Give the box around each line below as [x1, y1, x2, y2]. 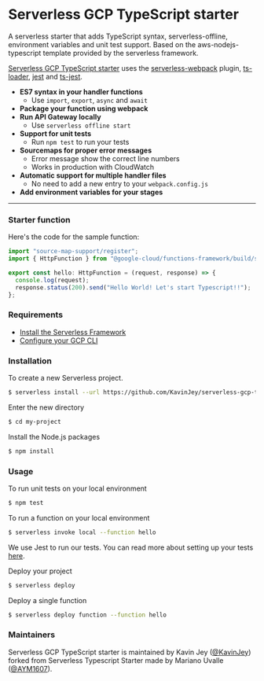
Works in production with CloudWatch [31, 162, 155, 171]
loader [8, 72, 29, 81]
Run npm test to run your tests [31, 137, 130, 146]
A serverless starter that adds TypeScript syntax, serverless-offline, [8, 31, 228, 41]
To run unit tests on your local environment [8, 484, 147, 493]
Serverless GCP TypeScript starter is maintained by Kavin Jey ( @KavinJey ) [8, 647, 251, 657]
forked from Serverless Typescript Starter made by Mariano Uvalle [8, 655, 224, 665]
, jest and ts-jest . [27, 72, 82, 81]
